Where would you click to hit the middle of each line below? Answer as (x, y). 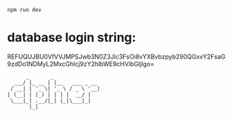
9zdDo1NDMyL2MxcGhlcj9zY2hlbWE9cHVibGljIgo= (81, 64)
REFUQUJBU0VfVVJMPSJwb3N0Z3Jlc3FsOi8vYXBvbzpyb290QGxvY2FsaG (116, 56)
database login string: (72, 38)
